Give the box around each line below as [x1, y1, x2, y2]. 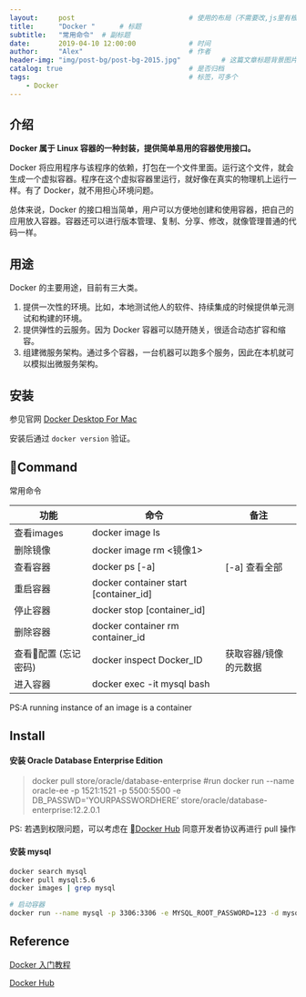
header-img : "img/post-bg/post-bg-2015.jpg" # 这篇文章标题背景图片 [9, 56, 298, 65]
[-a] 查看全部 [225, 561, 283, 574]
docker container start [92, 575, 188, 588]
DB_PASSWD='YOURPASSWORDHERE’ [31, 795, 179, 806]
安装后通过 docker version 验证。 [9, 433, 136, 444]
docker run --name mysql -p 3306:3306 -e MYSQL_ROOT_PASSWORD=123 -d [9, 909, 280, 918]
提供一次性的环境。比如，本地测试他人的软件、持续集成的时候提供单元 [22, 301, 287, 312]
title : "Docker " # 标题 [9, 22, 142, 31]
